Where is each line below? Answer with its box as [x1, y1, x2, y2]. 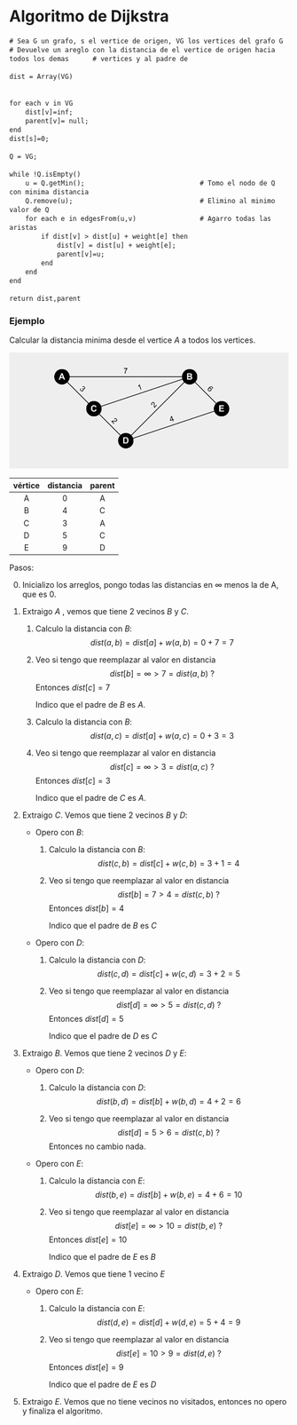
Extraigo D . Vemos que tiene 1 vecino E [21, 1268, 166, 1279]
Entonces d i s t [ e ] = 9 [48, 1361, 124, 1373]
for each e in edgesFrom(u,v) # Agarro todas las [25, 214, 272, 223]
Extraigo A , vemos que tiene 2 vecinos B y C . [21, 606, 189, 616]
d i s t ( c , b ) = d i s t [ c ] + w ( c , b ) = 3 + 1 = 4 [97, 858, 240, 868]
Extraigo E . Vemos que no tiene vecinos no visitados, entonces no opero [21, 1396, 287, 1406]
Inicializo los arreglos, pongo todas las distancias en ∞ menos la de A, [21, 579, 279, 590]
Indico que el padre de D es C [48, 1030, 158, 1041]
